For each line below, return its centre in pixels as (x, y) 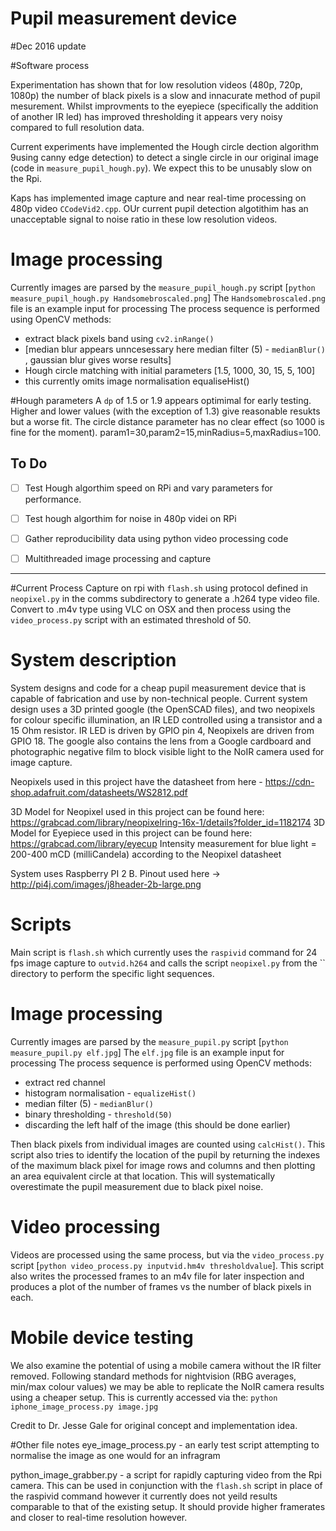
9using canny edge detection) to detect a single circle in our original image (164, 157)
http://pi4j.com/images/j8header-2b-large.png (106, 884)
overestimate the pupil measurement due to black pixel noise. (137, 1186)
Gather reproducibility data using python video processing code (156, 538)
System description (93, 660)
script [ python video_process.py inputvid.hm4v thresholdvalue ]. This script (167, 1265)
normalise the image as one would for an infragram (115, 1455)
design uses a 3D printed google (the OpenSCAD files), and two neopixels (163, 709)
